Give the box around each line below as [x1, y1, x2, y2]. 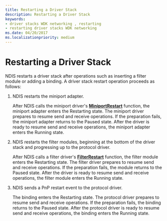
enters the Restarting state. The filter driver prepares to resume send [12, 159, 154, 165]
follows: [5, 83, 21, 90]
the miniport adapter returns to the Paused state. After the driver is [12, 118, 150, 124]
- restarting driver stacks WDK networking [5, 26, 97, 31]
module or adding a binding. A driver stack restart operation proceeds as [5, 78, 155, 84]
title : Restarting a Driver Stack [5, 7, 77, 12]
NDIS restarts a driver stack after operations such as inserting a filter [5, 73, 147, 79]
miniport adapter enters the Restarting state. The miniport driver [12, 108, 145, 114]
